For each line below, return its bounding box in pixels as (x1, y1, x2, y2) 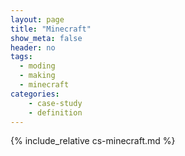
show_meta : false (10, 33, 83, 43)
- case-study (28, 98, 83, 108)
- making (19, 71, 56, 81)
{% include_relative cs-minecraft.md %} (10, 135, 176, 147)
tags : (10, 52, 33, 62)
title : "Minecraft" (10, 24, 92, 34)
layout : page (10, 14, 65, 25)
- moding (19, 61, 56, 71)
